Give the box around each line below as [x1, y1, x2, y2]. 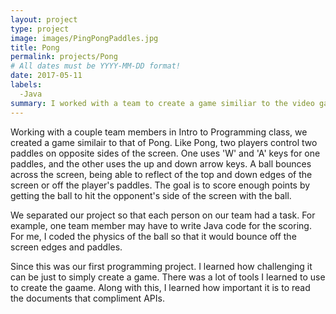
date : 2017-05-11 [10, 71, 83, 81]
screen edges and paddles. [10, 241, 123, 253]
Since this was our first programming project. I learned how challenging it [10, 260, 313, 272]
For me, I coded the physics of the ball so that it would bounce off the [10, 230, 297, 242]
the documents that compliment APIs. [10, 292, 165, 304]
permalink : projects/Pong [10, 52, 118, 62]
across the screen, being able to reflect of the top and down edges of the [10, 168, 313, 180]
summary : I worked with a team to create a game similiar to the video [10, 98, 315, 108]
